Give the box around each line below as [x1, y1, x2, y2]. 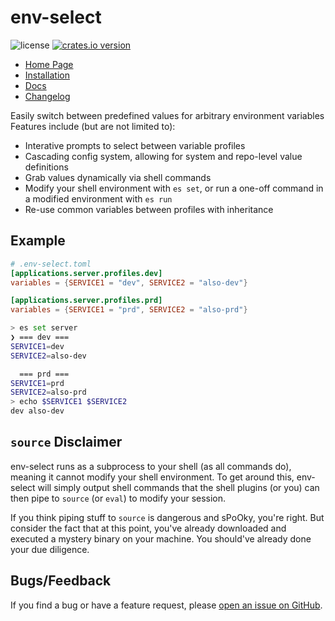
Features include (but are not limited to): [10, 120, 176, 132]
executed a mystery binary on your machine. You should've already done [10, 532, 312, 545]
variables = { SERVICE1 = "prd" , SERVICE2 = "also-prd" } [10, 305, 248, 315]
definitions [24, 161, 69, 173]
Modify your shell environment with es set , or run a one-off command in [24, 182, 324, 194]
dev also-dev [10, 406, 65, 416]
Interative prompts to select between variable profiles [24, 139, 246, 151]
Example [10, 232, 66, 250]
